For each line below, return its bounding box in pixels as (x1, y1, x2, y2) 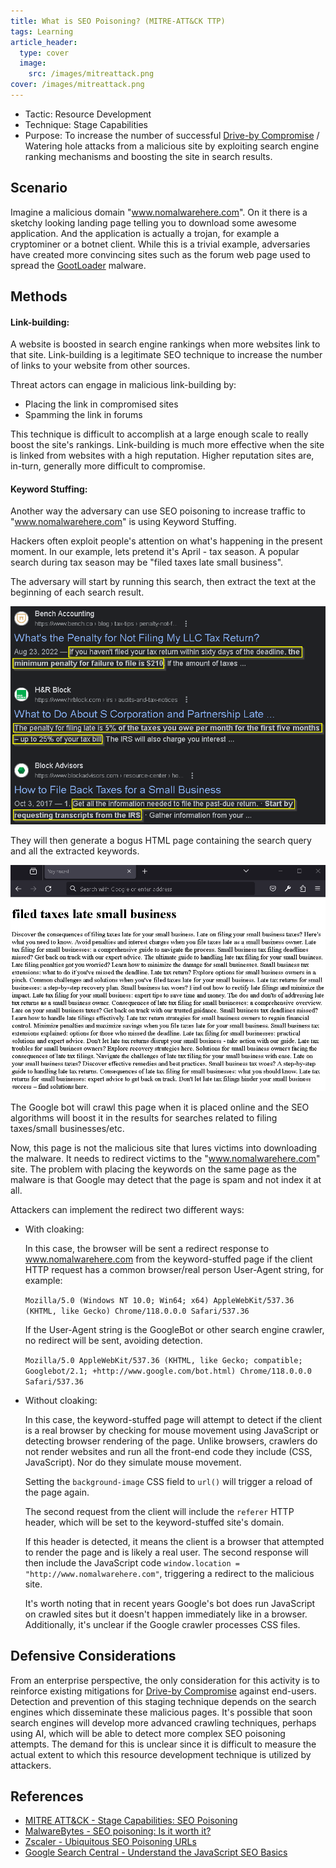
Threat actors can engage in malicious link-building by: (10, 379, 237, 391)
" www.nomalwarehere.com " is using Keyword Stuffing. (10, 516, 237, 528)
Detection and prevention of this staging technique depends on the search (10, 1695, 317, 1707)
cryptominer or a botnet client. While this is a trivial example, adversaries (10, 238, 311, 250)
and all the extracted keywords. (10, 845, 140, 857)
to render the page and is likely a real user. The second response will (24, 1546, 309, 1558)
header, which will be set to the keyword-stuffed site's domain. (24, 1516, 285, 1528)
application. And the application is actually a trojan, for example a (10, 227, 280, 239)
